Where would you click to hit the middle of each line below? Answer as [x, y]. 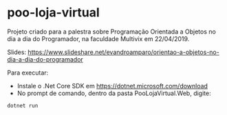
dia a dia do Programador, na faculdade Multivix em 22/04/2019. [98, 38]
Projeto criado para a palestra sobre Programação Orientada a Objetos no [112, 31]
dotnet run [23, 105]
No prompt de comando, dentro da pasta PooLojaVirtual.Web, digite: [114, 93]
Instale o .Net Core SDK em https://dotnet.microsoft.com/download [112, 86]
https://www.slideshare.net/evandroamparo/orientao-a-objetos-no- [123, 52]
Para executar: [28, 73]
